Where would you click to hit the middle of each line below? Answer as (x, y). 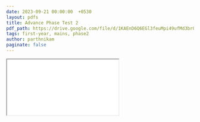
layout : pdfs (22, 17)
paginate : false (26, 45)
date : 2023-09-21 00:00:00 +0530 (49, 12)
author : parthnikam (30, 39)
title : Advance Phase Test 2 (42, 23)
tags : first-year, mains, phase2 (48, 34)
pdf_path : (18, 28)
